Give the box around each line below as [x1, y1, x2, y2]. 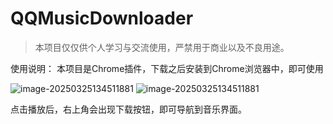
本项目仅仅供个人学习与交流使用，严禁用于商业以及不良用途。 [34, 41, 290, 53]
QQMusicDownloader [10, 7, 194, 30]
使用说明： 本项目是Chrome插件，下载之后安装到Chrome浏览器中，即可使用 [10, 62, 324, 74]
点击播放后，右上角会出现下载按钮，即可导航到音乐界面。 [10, 103, 247, 115]
